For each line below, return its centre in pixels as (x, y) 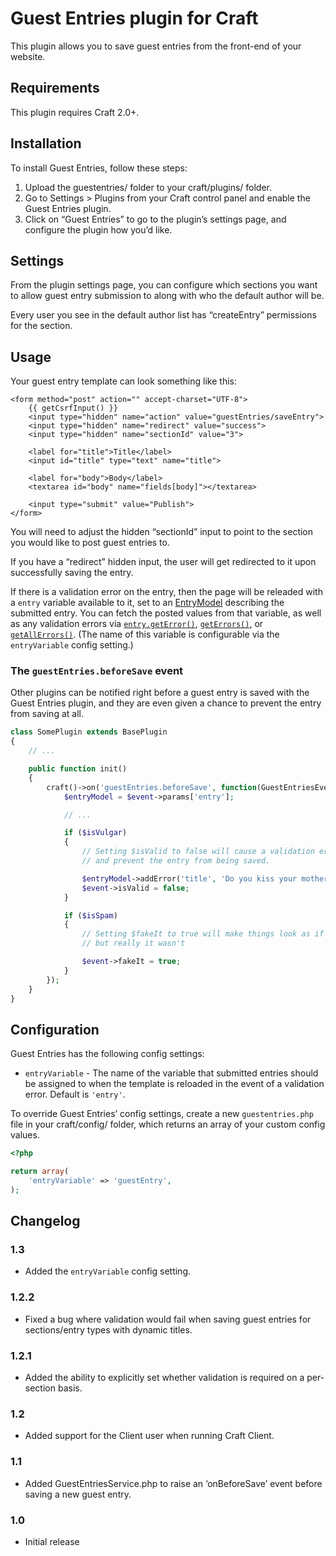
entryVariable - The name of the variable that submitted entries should (171, 1073)
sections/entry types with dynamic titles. (108, 1329)
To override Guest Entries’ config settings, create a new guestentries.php (162, 1114)
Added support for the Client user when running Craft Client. (149, 1436)
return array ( (40, 1172)
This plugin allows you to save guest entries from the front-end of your (156, 46)
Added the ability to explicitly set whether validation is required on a (164, 1378)
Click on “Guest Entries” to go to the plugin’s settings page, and (155, 219)
